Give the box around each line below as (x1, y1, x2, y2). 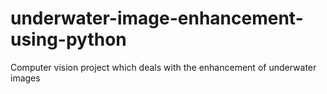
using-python (10, 28, 127, 51)
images (10, 72, 41, 84)
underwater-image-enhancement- (10, 7, 304, 30)
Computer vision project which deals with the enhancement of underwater (10, 61, 317, 73)
